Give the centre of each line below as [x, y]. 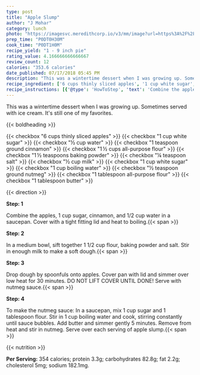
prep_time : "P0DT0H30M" [36, 39]
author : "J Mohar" [29, 23]
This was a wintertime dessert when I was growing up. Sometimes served [97, 106]
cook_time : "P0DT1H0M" [34, 45]
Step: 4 [15, 298]
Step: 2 [15, 233]
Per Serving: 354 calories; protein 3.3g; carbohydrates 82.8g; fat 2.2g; [93, 359]
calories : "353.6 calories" [41, 67]
